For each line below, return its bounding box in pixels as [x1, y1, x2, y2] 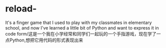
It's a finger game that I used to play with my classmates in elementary [5, 19, 152, 25]
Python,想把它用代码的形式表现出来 [9, 37, 83, 43]
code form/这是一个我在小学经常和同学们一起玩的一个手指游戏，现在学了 [5, 30, 157, 36]
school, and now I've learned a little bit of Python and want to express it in [5, 24, 159, 30]
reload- [5, 3, 37, 14]
